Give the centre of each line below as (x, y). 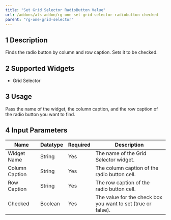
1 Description (26, 40)
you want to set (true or (123, 203)
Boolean (50, 203)
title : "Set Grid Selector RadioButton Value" (55, 10)
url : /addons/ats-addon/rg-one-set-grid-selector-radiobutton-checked (82, 15)
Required (79, 145)
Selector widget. (115, 159)
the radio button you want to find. (40, 114)
